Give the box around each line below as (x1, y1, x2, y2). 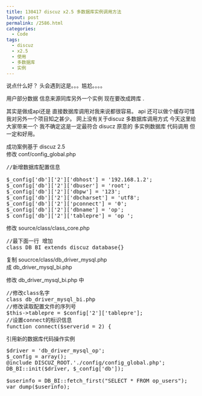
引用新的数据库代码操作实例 (6, 335, 75, 342)
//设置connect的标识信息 (6, 317, 72, 324)
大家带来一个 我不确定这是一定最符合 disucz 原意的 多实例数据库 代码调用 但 (6, 123, 195, 130)
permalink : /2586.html (6, 20, 63, 26)
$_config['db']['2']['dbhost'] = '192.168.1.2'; (6, 176, 153, 183)
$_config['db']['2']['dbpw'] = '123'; (6, 188, 121, 195)
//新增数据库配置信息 (6, 164, 60, 171)
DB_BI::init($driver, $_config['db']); (6, 365, 124, 372)
